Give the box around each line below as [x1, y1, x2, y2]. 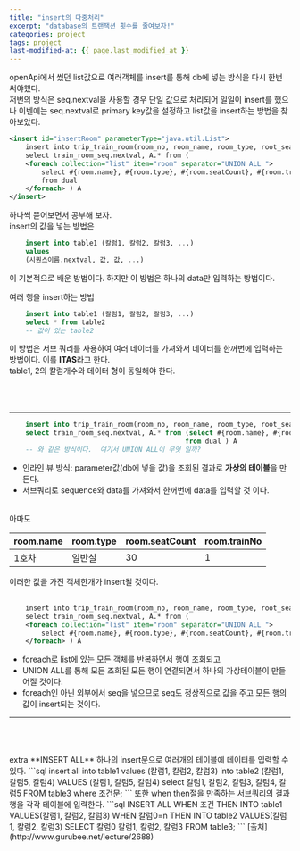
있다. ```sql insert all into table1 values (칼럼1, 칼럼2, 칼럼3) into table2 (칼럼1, [9, 765, 284, 777]
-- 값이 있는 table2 [25, 326, 95, 335]
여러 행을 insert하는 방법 [9, 291, 96, 302]
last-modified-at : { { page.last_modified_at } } [9, 46, 190, 55]
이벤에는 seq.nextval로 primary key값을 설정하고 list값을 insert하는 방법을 [18, 105, 279, 116]
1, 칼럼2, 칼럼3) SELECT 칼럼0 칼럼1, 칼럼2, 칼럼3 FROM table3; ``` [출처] [9, 822, 268, 832]
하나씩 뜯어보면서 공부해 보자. [9, 210, 112, 221]
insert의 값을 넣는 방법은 [9, 221, 96, 232]
